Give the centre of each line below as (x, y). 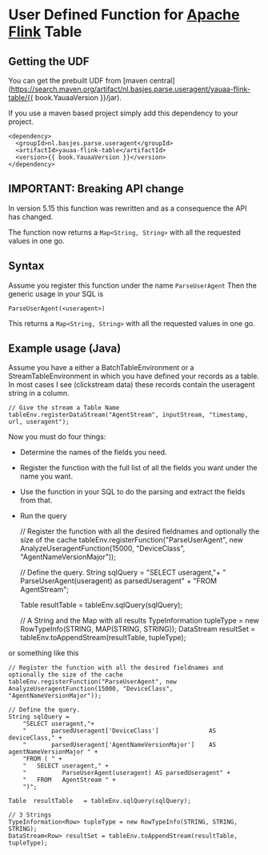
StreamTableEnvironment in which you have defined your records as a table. (134, 376)
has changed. (31, 216)
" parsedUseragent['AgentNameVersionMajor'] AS (120, 745)
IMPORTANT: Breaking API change (96, 189)
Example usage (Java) (65, 349)
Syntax (26, 266)
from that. (36, 500)
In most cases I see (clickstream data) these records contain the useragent (132, 385)
